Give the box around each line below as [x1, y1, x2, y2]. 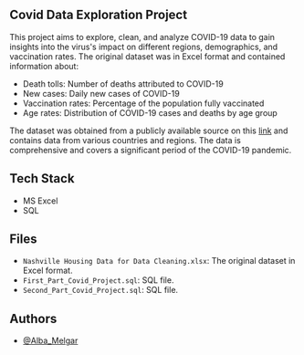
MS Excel [22, 195, 58, 206]
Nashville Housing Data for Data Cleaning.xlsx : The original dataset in [22, 256, 296, 266]
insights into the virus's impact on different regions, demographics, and [9, 41, 278, 52]
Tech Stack [9, 171, 75, 186]
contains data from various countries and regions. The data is [9, 134, 242, 145]
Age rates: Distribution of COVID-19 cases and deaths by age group [22, 107, 278, 118]
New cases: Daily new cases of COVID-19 [22, 88, 180, 99]
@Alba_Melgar [22, 335, 79, 346]
